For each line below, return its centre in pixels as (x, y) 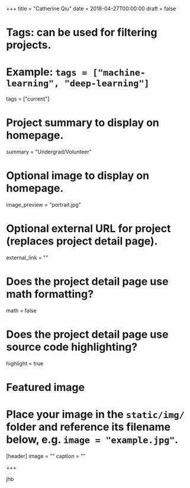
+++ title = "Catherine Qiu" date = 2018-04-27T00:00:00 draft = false (91, 9)
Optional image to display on (78, 176)
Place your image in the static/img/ (95, 415)
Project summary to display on (83, 123)
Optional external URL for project (88, 229)
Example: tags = (47, 72)
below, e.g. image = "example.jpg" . (92, 440)
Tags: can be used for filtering (82, 33)
